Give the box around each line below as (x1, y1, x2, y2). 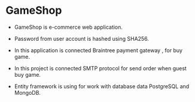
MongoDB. (14, 89, 41, 96)
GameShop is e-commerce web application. (14, 23, 123, 31)
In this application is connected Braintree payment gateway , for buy (14, 46, 183, 54)
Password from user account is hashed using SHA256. (14, 35, 149, 42)
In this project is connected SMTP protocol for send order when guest (14, 64, 187, 72)
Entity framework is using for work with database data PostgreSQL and (14, 82, 190, 90)
